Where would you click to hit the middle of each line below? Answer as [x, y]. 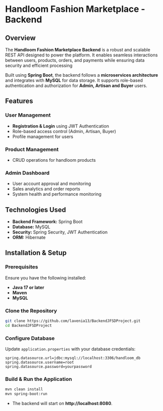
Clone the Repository [31, 311]
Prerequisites [22, 267]
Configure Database [30, 338]
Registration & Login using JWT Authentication [60, 126]
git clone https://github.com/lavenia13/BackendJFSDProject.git [73, 321]
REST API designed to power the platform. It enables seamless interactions [81, 55]
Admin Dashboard [27, 173]
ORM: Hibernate [29, 237]
